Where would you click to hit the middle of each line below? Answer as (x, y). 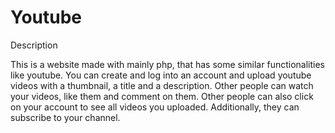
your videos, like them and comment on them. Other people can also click (162, 96)
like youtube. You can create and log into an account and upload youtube (161, 75)
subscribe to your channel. (65, 117)
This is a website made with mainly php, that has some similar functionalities (167, 64)
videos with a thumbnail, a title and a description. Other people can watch (162, 85)
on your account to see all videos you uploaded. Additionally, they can (155, 107)
